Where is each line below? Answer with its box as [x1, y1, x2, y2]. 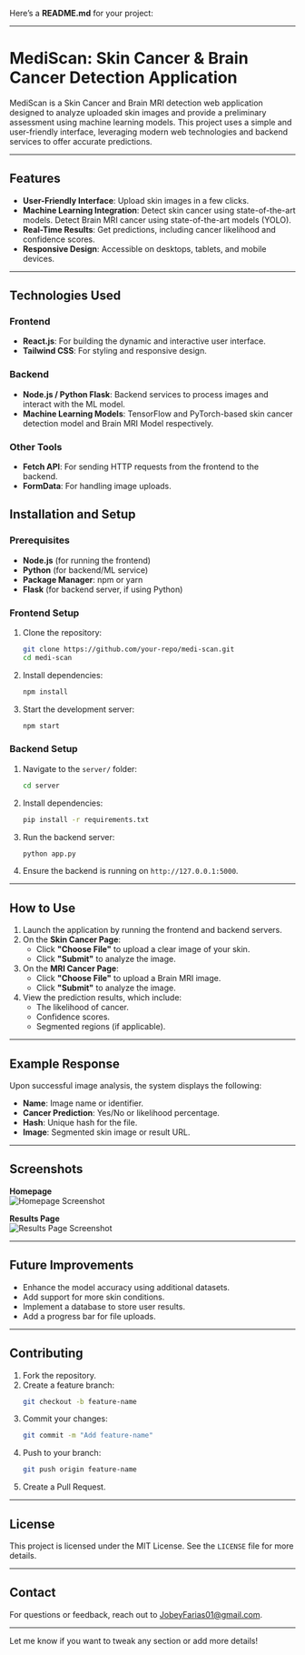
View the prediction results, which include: [22, 992, 182, 1003]
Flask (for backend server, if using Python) [22, 584, 183, 595]
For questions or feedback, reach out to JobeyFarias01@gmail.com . [9, 1609, 263, 1620]
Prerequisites [9, 534, 70, 547]
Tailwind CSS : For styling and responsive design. [22, 346, 207, 356]
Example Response [9, 1056, 120, 1071]
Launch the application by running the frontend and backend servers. [22, 925, 283, 936]
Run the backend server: [22, 831, 115, 842]
